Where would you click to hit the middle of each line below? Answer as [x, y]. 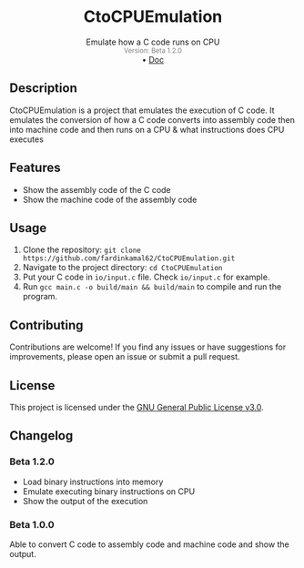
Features [35, 168]
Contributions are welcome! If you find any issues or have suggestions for [148, 347]
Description [43, 88]
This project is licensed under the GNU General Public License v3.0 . [137, 407]
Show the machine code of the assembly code [110, 199]
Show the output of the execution [85, 501]
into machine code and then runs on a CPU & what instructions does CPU [147, 129]
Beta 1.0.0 [32, 524]
